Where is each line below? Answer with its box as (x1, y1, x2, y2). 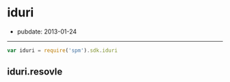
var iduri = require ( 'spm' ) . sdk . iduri (7, 46, 118, 54)
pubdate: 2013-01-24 (16, 27, 77, 36)
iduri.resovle (7, 66, 63, 78)
